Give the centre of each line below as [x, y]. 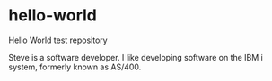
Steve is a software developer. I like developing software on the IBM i [136, 57]
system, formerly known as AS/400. [75, 67]
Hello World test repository [58, 40]
